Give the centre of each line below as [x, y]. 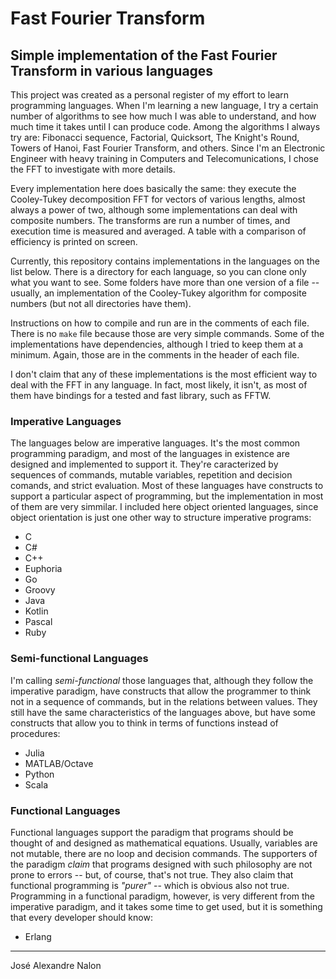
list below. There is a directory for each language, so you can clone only [158, 271]
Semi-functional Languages [79, 659]
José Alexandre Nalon [56, 965]
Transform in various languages [112, 70]
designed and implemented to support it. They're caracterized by [144, 464]
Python [39, 774]
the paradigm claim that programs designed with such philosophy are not [161, 864]
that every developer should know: [81, 917]
